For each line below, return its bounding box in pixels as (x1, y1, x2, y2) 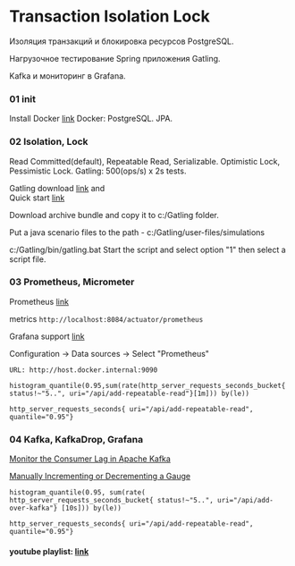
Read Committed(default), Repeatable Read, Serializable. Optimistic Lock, (9, 156, 281, 166)
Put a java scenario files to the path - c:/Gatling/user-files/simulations (9, 226, 265, 238)
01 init (9, 92, 37, 105)
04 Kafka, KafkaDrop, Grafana (9, 433, 144, 445)
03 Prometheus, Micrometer (9, 275, 135, 288)
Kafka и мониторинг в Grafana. (9, 70, 127, 81)
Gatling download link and (9, 182, 105, 193)
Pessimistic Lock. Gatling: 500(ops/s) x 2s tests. (9, 165, 187, 176)
